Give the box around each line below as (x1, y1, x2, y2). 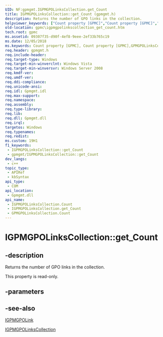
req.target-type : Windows (5, 57, 57, 62)
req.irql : (5, 120, 25, 125)
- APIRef (7, 170, 25, 175)
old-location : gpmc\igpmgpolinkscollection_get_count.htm (5, 25, 125, 30)
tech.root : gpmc (5, 30, 38, 35)
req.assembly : (5, 102, 34, 107)
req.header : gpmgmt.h (5, 48, 49, 53)
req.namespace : (5, 98, 36, 103)
